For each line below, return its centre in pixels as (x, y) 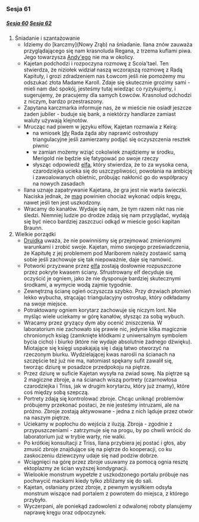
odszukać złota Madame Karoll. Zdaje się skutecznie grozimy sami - (107, 82)
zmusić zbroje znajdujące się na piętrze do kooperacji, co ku (98, 449)
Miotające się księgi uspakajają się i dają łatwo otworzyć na (96, 348)
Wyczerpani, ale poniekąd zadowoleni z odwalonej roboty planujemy (108, 506)
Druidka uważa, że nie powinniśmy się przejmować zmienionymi (102, 240)
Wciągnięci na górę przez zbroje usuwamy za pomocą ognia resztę (106, 462)
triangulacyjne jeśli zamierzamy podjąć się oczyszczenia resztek (112, 139)
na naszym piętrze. (47, 417)
